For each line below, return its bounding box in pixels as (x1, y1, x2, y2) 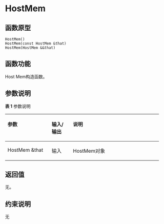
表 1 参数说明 (5, 103, 31, 109)
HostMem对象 (73, 147, 105, 154)
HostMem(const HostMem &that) (5, 41, 67, 46)
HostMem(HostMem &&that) (5, 45, 56, 50)
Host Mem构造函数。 (5, 74, 47, 80)
